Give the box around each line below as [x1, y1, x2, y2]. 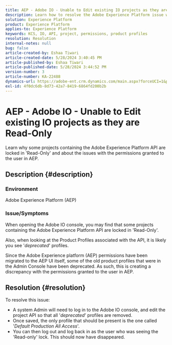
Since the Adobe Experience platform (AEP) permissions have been [5, 252, 148, 258]
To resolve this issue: [5, 297, 50, 303]
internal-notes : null [5, 41, 52, 46]
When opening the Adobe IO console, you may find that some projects [5, 221, 154, 228]
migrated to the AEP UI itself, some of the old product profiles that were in [5, 257, 161, 264]
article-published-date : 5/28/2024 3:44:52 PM [5, 64, 106, 70]
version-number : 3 [5, 70, 45, 75]
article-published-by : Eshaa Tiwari [5, 60, 83, 65]
